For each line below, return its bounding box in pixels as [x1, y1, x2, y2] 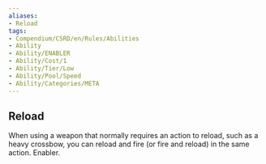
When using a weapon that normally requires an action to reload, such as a [8, 131, 259, 141]
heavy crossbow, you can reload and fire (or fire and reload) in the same [8, 139, 250, 149]
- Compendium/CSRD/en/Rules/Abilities [8, 34, 139, 43]
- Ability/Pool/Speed [8, 72, 82, 80]
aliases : [8, 11, 38, 20]
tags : [8, 27, 27, 35]
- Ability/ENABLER [8, 49, 71, 57]
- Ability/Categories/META [8, 79, 100, 87]
